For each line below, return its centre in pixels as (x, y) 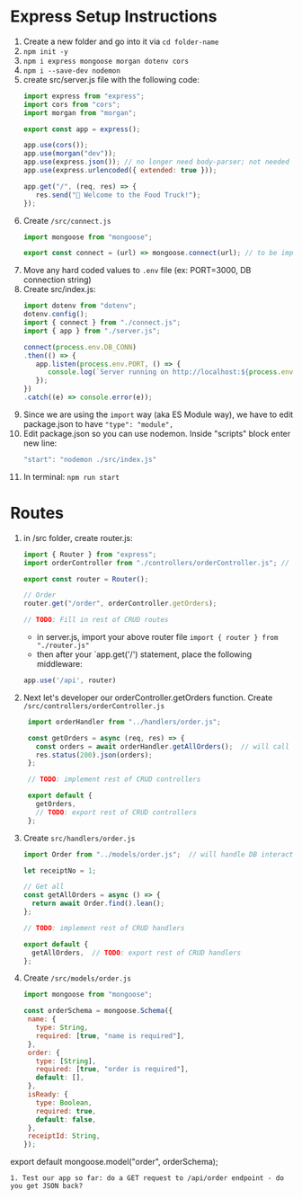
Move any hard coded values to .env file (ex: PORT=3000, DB (137, 271)
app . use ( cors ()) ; (56, 146)
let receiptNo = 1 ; (60, 870)
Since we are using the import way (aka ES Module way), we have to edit (158, 414)
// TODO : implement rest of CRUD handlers (104, 928)
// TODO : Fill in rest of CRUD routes (96, 620)
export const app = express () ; (82, 129)
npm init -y (45, 51)
